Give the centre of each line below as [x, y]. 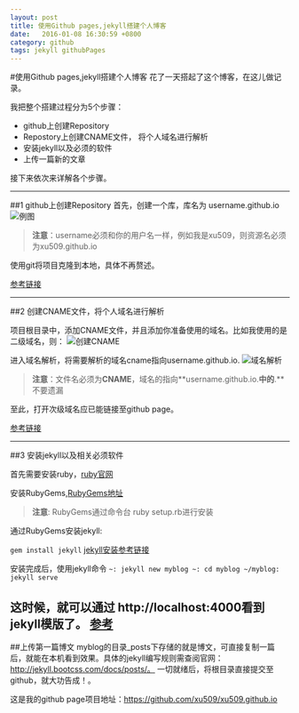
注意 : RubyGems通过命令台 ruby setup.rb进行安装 [122, 512]
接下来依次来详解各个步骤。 [61, 178]
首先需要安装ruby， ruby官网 [62, 474]
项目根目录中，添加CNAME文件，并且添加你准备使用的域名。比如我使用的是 [149, 331]
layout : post [34, 17]
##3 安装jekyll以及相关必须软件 [67, 455]
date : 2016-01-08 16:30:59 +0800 [76, 34]
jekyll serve [34, 578]
